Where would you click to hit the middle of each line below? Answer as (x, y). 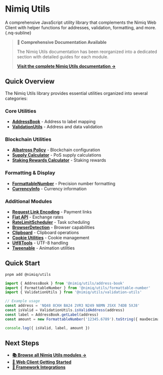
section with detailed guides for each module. (63, 56)
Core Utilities (21, 111)
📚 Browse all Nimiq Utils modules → (49, 355)
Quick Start (23, 263)
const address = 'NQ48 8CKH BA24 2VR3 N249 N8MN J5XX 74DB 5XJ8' (72, 306)
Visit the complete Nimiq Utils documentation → (66, 66)
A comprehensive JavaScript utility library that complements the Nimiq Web (81, 22)
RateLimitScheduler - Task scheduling (51, 222)
